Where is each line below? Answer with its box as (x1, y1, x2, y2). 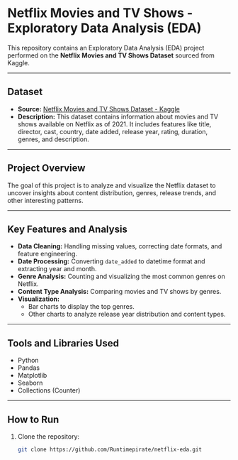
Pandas (17, 363, 40, 372)
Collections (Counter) (17, 386, 81, 395)
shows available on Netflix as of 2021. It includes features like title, (17, 119, 212, 128)
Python (17, 356, 39, 365)
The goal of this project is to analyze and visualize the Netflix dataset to (7, 181, 216, 190)
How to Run (7, 413, 59, 425)
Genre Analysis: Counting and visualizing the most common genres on (17, 272, 225, 281)
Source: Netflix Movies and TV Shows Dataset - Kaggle (17, 104, 181, 113)
